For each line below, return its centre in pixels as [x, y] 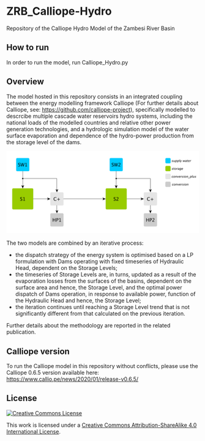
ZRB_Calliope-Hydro [59, 11]
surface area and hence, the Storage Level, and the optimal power [99, 288]
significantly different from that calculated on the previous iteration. [100, 313]
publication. [21, 332]
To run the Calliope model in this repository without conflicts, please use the [102, 366]
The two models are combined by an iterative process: [75, 243]
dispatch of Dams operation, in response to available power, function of [105, 294]
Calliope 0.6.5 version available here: [53, 372]
